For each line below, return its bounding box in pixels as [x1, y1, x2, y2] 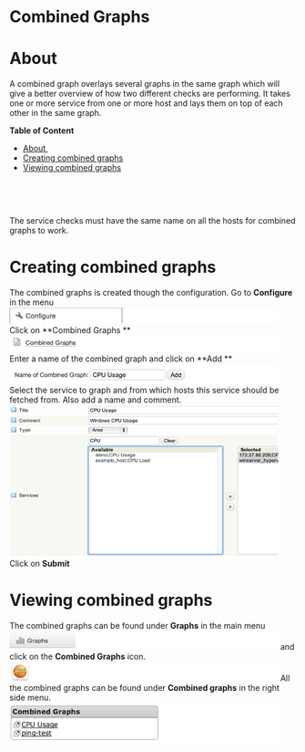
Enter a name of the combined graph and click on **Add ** [9, 353, 233, 364]
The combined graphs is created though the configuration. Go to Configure [9, 287, 293, 298]
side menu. [9, 692, 52, 703]
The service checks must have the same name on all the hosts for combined [9, 215, 296, 226]
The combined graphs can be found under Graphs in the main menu [9, 621, 266, 631]
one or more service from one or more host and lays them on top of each [9, 98, 284, 109]
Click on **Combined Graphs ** [9, 325, 131, 336]
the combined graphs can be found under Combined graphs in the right [9, 683, 280, 693]
